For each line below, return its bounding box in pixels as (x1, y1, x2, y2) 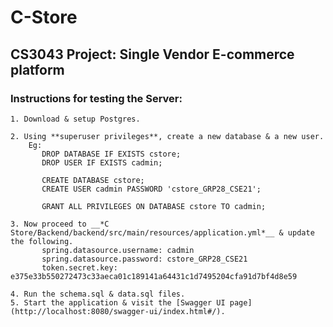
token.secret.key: (41, 262, 118, 273)
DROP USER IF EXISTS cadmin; (41, 157, 163, 168)
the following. (10, 236, 74, 246)
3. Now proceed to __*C (10, 219, 110, 229)
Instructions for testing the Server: (10, 91, 183, 105)
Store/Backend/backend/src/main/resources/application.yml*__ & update (10, 227, 315, 238)
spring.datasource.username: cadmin (41, 245, 195, 255)
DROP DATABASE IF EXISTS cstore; (41, 149, 182, 159)
